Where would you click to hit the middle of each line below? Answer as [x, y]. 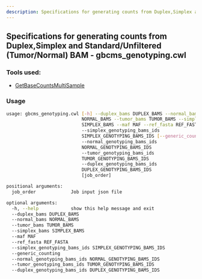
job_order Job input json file [67, 192]
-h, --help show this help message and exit [83, 208]
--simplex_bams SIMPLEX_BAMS [48, 231]
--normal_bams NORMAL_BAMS [45, 220]
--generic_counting [36, 253]
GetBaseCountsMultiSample [50, 86]
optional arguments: [32, 203]
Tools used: [24, 72]
